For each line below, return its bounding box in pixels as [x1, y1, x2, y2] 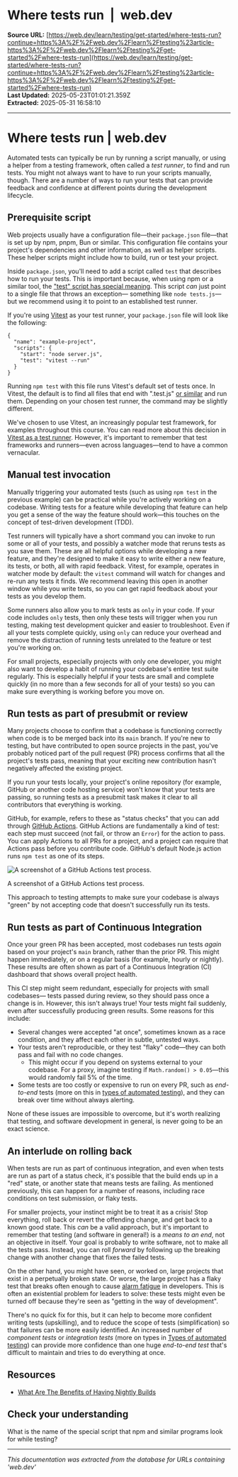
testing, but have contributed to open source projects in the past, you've [7, 741, 218, 750]
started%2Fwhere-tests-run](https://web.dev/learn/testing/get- [7, 53, 193, 62]
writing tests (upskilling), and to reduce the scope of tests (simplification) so [7, 1318, 230, 1327]
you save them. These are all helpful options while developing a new [7, 546, 207, 555]
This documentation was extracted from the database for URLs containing [7, 1455, 225, 1464]
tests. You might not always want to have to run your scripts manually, [7, 168, 212, 177]
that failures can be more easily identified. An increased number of [7, 1325, 203, 1334]
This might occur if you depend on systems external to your [28, 1058, 203, 1067]
